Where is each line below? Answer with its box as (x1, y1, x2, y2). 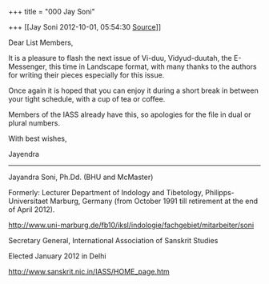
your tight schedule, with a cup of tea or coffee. (8, 94, 166, 103)
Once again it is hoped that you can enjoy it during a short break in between (8, 86, 259, 95)
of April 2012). (8, 205, 55, 214)
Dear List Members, (8, 38, 74, 47)
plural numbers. (8, 118, 60, 127)
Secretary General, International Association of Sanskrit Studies (8, 236, 219, 245)
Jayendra (8, 150, 40, 158)
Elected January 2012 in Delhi (8, 251, 106, 261)
